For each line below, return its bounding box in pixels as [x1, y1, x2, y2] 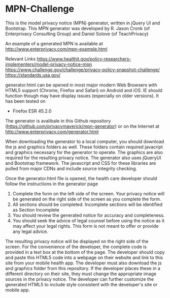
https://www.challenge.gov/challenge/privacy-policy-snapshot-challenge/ [5, 67, 160, 73]
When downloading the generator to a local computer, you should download [5, 138, 164, 144]
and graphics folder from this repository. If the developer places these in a [5, 265, 161, 271]
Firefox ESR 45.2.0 [12, 108, 52, 114]
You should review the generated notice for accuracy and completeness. [12, 212, 165, 218]
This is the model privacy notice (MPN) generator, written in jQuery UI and [5, 20, 160, 26]
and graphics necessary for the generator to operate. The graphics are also [5, 149, 163, 155]
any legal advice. [12, 228, 48, 234]
